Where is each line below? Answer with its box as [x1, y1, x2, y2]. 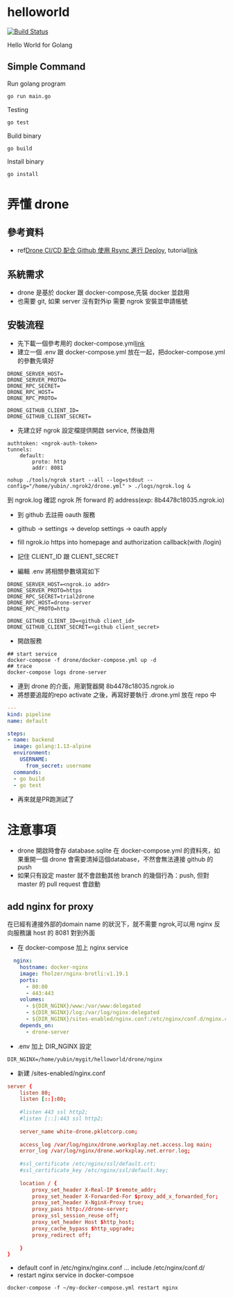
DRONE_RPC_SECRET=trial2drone [7, 593, 95, 600]
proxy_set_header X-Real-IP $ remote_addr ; [32, 1186, 157, 1194]
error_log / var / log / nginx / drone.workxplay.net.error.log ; [19, 1148, 191, 1155]
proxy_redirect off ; [32, 1231, 92, 1239]
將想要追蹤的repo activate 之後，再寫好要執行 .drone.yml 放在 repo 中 [17, 690, 216, 699]
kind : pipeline [7, 711, 51, 718]
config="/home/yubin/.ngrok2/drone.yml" [7, 482, 126, 489]
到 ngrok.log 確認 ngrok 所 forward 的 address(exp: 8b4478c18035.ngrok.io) [7, 496, 225, 504]
